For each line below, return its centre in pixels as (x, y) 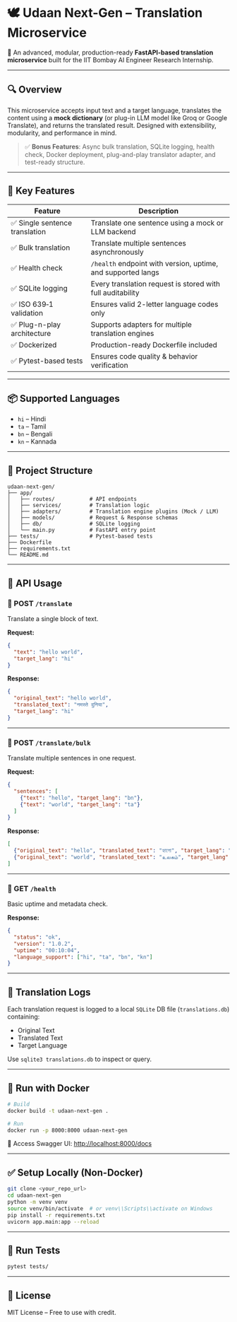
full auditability (115, 292)
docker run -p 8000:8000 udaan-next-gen (68, 1130)
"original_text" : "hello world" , (63, 698)
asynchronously (117, 252)
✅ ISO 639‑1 (32, 304)
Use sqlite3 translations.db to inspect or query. (79, 1059)
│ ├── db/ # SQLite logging (74, 524)
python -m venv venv (38, 1202)
